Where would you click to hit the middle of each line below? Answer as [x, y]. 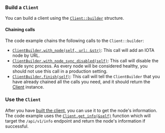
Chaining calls [20, 29]
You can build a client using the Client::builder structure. [65, 18]
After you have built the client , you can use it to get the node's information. [81, 110]
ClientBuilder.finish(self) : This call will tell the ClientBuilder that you [86, 76]
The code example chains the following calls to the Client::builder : [75, 41]
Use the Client [23, 99]
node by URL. [26, 55]
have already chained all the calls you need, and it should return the [81, 82]
